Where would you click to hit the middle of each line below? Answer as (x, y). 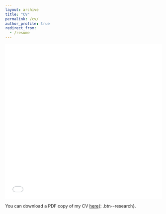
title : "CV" (17, 14)
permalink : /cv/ (22, 19)
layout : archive (22, 10)
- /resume (20, 33)
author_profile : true (28, 24)
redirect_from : (21, 28)
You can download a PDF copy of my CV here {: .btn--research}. (71, 206)
